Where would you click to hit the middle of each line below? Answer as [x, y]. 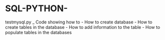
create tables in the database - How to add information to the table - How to [82, 27]
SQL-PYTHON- [36, 9]
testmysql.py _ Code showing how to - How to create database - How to [79, 22]
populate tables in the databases [38, 32]
